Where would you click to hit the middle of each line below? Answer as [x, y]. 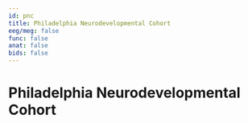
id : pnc [21, 16]
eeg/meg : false [34, 31]
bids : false [28, 53]
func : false [28, 38]
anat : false [28, 46]
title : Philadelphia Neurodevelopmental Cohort [90, 23]
